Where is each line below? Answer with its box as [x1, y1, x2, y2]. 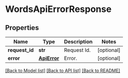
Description [64, 38, 93, 45]
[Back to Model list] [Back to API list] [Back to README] [5, 67, 120, 73]
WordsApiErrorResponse [5, 3, 112, 15]
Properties [5, 23, 39, 32]
